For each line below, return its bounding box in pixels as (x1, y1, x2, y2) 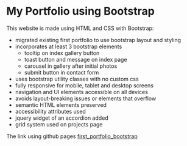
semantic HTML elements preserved (15, 101, 107, 108)
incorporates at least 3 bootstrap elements (15, 43, 122, 50)
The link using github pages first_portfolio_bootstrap (6, 133, 138, 140)
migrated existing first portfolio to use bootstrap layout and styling (15, 36, 182, 43)
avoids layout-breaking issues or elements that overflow (15, 95, 157, 102)
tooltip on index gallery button (24, 49, 100, 56)
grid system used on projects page (15, 120, 103, 128)
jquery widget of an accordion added (15, 114, 108, 122)
